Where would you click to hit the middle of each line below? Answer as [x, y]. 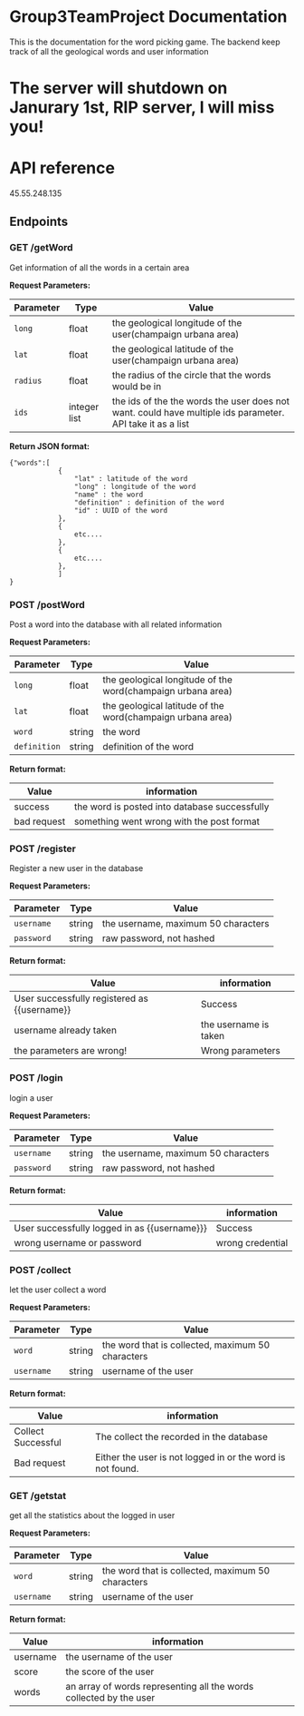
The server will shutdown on [119, 88]
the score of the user [110, 1672]
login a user [31, 1098]
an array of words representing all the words [160, 1687]
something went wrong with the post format [167, 821]
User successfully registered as [81, 998]
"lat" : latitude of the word [131, 478]
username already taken [66, 1030]
